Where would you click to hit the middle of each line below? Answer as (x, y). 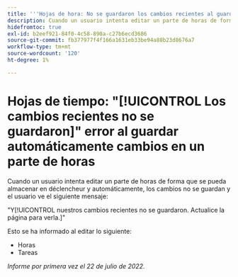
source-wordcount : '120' (44, 54)
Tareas (28, 252)
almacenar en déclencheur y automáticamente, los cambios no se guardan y (119, 188)
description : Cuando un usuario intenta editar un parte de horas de (112, 21)
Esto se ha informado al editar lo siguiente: (70, 231)
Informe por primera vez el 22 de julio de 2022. (76, 266)
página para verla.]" (36, 217)
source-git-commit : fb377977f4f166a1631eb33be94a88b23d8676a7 (101, 40)
